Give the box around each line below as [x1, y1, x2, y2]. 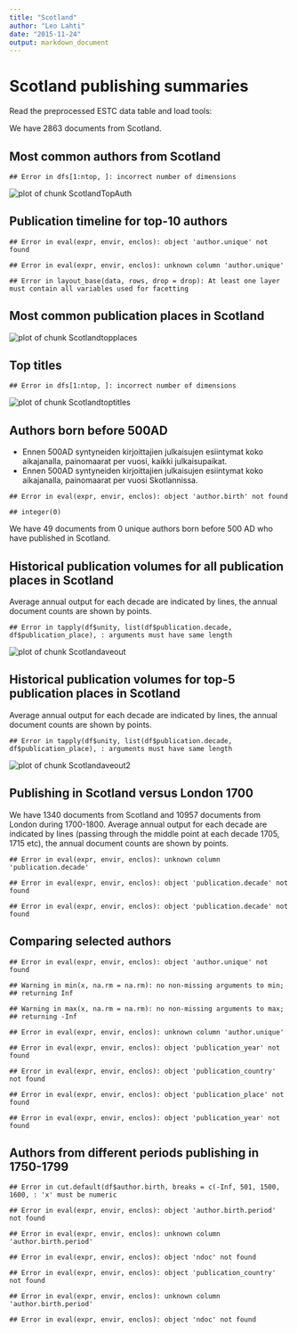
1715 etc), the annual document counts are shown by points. [9, 838, 229, 848]
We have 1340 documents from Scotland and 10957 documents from [9, 809, 261, 820]
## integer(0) [9, 508, 62, 517]
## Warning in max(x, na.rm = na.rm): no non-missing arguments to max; [9, 1004, 285, 1013]
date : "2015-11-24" [9, 29, 82, 38]
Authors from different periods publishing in [9, 1145, 260, 1160]
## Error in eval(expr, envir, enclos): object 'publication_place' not [9, 1090, 285, 1099]
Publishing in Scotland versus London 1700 [9, 786, 253, 801]
